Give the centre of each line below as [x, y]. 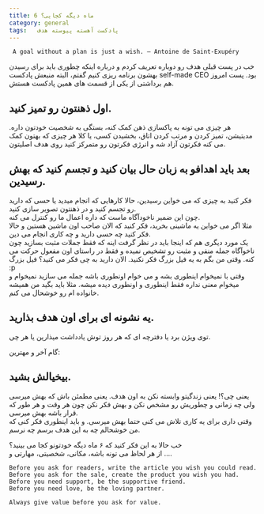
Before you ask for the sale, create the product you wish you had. [124, 474]
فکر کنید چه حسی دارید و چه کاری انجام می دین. [80, 234]
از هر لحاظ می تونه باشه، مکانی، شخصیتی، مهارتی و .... [91, 453]
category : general [39, 23]
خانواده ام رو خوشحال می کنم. [54, 293]
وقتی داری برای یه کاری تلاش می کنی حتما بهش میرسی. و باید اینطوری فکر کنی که [130, 421]
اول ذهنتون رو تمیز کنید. [60, 108]
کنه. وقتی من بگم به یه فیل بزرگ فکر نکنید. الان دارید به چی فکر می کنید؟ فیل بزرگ [132, 259]
